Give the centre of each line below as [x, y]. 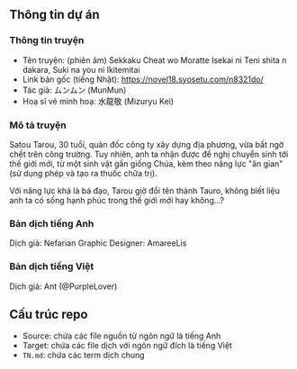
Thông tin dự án [55, 15]
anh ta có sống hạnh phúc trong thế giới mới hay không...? [117, 200]
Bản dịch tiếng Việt [52, 266]
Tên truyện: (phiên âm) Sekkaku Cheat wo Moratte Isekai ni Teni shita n [154, 60]
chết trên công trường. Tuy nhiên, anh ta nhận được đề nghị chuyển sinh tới [149, 154]
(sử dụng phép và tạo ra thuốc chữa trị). [83, 173]
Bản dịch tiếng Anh [52, 223]
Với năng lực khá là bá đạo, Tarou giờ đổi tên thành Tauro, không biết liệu [145, 190]
